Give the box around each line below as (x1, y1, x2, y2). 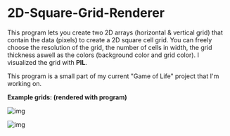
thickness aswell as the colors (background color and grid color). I (7, 51, 199, 59)
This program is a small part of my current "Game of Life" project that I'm (7, 72, 219, 80)
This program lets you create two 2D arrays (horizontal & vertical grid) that (7, 28, 223, 37)
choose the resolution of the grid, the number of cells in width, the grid (7, 43, 212, 51)
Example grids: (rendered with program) (7, 93, 127, 101)
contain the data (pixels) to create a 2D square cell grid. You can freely (7, 35, 212, 44)
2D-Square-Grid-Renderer (7, 5, 165, 21)
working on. (7, 79, 42, 87)
